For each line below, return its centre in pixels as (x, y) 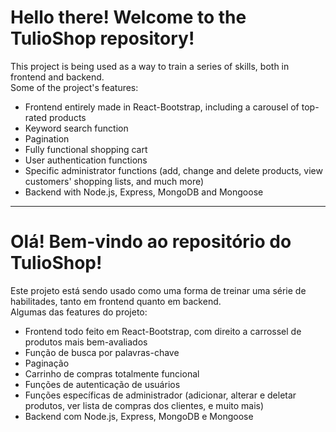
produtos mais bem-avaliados (86, 342)
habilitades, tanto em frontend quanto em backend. (116, 301)
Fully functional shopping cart (86, 149)
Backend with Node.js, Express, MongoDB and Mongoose (144, 192)
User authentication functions (86, 160)
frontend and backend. (57, 77)
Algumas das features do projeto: (79, 312)
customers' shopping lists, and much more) (114, 181)
